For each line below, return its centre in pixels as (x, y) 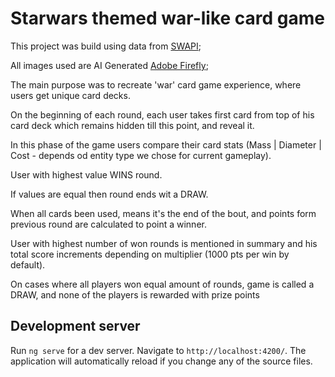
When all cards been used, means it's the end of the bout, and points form (163, 213)
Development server (75, 326)
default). (28, 264)
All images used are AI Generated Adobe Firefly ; (109, 65)
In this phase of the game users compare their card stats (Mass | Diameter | (166, 144)
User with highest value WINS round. (86, 174)
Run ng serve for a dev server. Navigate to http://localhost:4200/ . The (158, 350)
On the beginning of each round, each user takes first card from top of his (162, 114)
